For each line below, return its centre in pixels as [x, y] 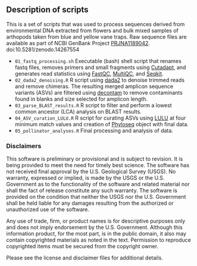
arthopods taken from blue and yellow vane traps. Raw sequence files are [96, 37]
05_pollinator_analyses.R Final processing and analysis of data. [94, 130]
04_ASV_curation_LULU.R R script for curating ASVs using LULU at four [100, 118]
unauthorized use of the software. [48, 209]
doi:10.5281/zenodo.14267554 [43, 49]
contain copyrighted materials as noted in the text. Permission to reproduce [99, 240]
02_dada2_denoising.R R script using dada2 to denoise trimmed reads [100, 80]
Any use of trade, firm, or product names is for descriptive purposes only [96, 221]
